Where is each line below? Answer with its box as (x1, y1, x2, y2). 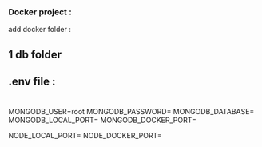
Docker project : (8, 6, 72, 18)
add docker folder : (8, 25, 72, 34)
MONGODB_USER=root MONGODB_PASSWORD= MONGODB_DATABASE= (8, 107, 255, 117)
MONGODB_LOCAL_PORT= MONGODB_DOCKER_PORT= (8, 115, 197, 125)
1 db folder (8, 47, 62, 62)
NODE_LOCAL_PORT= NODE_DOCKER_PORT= (8, 131, 162, 141)
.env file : (8, 75, 56, 89)
